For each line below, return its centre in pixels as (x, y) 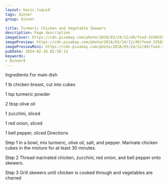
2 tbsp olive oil (20, 104)
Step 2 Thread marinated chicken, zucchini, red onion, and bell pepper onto (83, 157)
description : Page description (38, 33)
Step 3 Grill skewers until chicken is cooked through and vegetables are (79, 172)
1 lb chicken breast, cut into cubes (40, 84)
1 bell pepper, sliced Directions (37, 133)
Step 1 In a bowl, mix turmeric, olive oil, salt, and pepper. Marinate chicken (81, 142)
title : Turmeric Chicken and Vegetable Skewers (56, 28)
